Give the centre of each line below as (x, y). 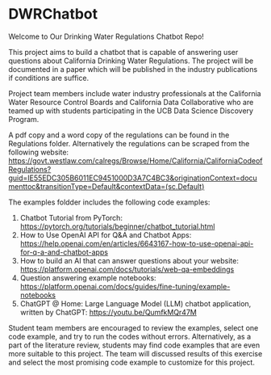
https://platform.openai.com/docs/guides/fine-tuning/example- (125, 286)
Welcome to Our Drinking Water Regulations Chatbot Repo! (106, 36)
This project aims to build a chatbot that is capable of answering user (123, 52)
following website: (39, 152)
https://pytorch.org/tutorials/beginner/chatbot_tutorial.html (117, 226)
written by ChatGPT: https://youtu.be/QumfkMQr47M (108, 312)
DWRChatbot (53, 14)
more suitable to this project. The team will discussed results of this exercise (135, 353)
